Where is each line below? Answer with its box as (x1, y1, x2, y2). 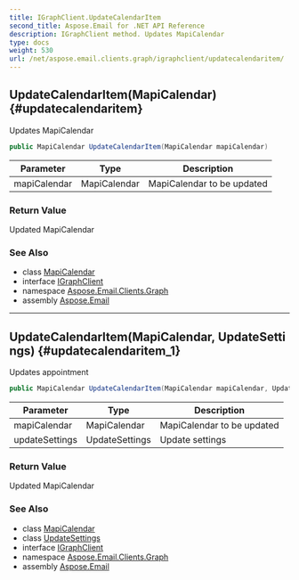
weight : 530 (9, 46, 53, 55)
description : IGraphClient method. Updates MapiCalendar (9, 29, 225, 38)
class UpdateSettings (21, 532, 101, 543)
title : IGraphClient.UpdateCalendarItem (9, 12, 162, 22)
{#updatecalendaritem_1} (36, 343, 181, 358)
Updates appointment (9, 367, 89, 378)
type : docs (9, 37, 50, 47)
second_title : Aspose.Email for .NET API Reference (9, 21, 205, 30)
